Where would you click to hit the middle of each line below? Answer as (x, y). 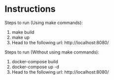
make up (21, 37)
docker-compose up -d (36, 67)
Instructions (30, 9)
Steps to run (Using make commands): (44, 23)
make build (23, 32)
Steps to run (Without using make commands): (52, 52)
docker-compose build (35, 61)
